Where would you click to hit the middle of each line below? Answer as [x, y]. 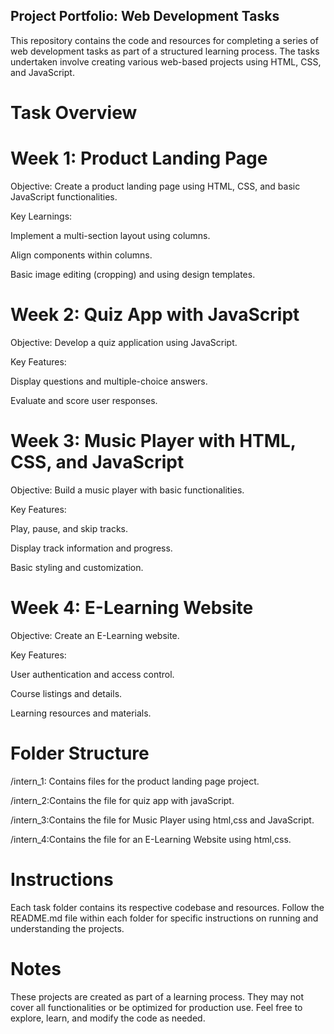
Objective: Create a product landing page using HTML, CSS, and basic [155, 186]
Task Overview [74, 113]
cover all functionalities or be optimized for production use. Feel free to [156, 1007]
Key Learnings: [41, 216]
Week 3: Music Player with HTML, [153, 441]
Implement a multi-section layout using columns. [110, 235]
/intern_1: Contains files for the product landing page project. [135, 781]
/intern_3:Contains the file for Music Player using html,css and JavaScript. [162, 820]
